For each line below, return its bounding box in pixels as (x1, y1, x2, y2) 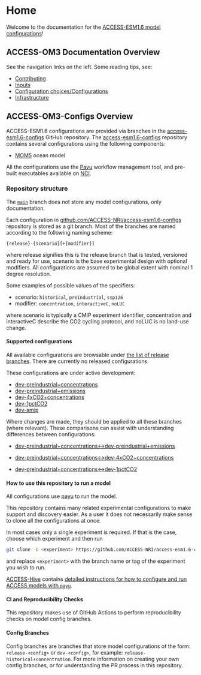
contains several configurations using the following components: (6, 140, 166, 147)
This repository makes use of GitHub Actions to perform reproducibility (6, 609, 181, 616)
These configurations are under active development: (6, 370, 136, 377)
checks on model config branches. (6, 616, 92, 623)
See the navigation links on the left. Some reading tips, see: (6, 63, 153, 70)
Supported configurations (6, 338, 72, 345)
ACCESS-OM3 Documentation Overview (6, 47, 160, 58)
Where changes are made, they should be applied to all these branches (6, 418, 182, 425)
